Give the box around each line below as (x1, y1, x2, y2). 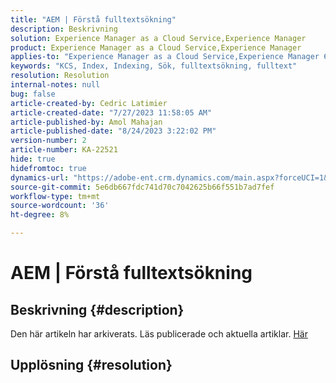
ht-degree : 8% (10, 210, 70, 220)
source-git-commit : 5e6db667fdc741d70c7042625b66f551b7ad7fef (10, 182, 275, 192)
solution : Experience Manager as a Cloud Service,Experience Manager (10, 33, 307, 43)
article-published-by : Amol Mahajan (10, 117, 163, 127)
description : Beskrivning (10, 24, 118, 34)
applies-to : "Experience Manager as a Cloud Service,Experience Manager (10, 52, 320, 62)
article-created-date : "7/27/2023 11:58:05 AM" (10, 107, 213, 118)
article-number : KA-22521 (10, 145, 118, 155)
